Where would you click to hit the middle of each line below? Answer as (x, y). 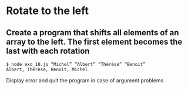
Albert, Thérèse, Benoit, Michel (47, 69)
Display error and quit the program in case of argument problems (85, 80)
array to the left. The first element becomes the (94, 41)
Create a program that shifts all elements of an (93, 33)
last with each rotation (48, 51)
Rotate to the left (48, 11)
